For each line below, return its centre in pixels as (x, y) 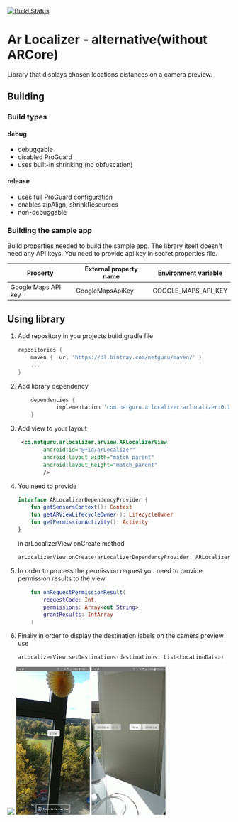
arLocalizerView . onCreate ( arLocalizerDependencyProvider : (105, 557)
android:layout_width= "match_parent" (99, 457)
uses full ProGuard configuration (65, 197)
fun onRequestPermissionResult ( (78, 592)
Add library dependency (53, 386)
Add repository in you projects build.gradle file (85, 336)
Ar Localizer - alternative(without (107, 40)
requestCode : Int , (70, 600)
